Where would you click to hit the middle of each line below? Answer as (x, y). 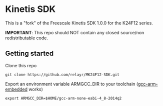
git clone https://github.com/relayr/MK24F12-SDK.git (62, 75)
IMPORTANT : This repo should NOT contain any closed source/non (75, 32)
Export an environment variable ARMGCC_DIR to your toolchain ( (72, 84)
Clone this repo (21, 65)
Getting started (29, 53)
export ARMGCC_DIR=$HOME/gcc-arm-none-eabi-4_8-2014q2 (63, 98)
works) (36, 89)
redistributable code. (27, 38)
